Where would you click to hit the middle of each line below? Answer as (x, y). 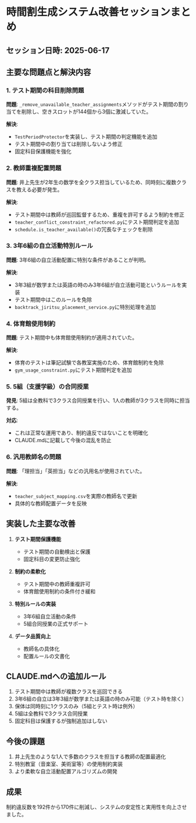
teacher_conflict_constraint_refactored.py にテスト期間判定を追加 (97, 222)
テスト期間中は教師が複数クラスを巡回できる (69, 692)
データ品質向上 (33, 636)
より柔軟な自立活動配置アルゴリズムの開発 (66, 771)
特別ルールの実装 (35, 603)
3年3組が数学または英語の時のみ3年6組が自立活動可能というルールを (98, 285)
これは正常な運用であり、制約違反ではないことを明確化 (81, 433)
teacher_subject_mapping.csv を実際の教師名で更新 (76, 496)
